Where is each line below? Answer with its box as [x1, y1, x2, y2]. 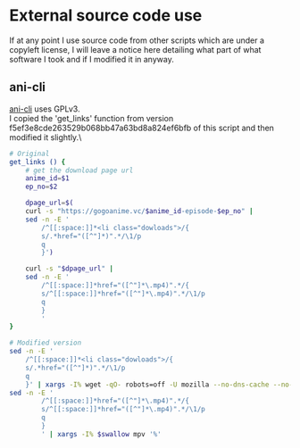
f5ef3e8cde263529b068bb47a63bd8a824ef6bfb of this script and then [9, 122, 275, 133]
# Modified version [9, 338, 82, 348]
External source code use [9, 5, 203, 26]
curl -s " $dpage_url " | [25, 264, 114, 273]
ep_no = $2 [25, 182, 58, 192]
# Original [9, 149, 50, 158]
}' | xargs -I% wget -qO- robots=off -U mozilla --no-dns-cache [25, 380, 270, 389]
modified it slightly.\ [9, 131, 82, 143]
